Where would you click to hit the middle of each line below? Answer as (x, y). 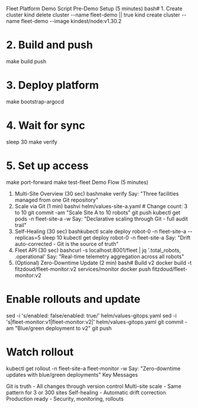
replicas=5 (28, 237)
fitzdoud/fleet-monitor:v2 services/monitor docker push (83, 269)
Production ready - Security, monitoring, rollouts (65, 399)
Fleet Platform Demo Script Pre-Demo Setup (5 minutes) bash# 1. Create (94, 9)
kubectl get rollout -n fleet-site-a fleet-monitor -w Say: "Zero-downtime (93, 368)
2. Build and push (50, 45)
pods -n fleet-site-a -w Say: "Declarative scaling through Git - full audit (101, 219)
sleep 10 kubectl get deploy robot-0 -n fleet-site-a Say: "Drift (116, 237)
